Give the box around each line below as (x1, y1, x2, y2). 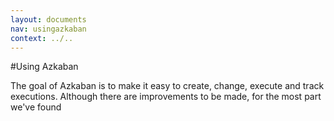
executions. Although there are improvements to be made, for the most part (10, 91, 322, 103)
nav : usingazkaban (10, 24, 87, 34)
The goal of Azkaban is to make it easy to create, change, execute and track (10, 80, 325, 92)
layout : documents (10, 14, 87, 25)
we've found (10, 101, 62, 113)
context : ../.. (10, 33, 74, 43)
